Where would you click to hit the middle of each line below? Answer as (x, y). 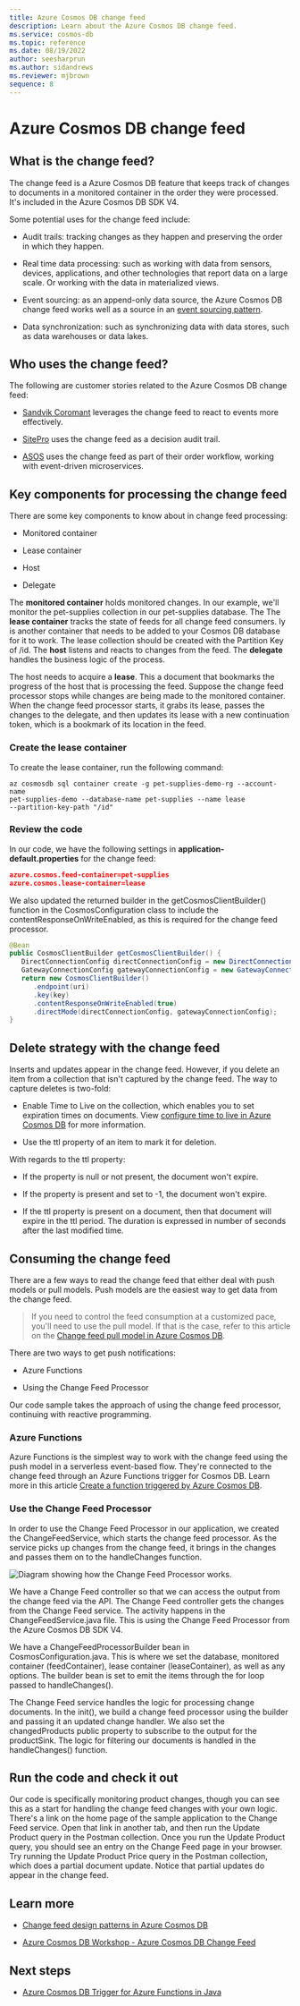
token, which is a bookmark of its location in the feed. (108, 725)
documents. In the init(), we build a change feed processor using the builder (149, 1712)
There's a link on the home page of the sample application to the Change (143, 1818)
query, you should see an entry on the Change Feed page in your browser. (146, 1847)
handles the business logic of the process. (87, 659)
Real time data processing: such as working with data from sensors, (147, 263)
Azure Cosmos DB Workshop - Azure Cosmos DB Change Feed (139, 1942)
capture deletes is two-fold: (60, 1089)
